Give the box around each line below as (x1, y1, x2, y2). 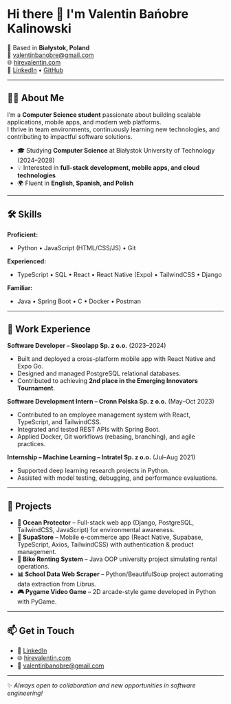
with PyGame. (16, 597, 57, 606)
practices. (16, 440, 46, 448)
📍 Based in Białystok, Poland (7, 43, 90, 52)
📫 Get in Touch (7, 625, 75, 637)
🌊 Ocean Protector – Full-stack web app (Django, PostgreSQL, (16, 518, 195, 527)
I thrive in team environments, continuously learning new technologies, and (7, 125, 220, 133)
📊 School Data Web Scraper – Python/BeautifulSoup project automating (16, 570, 223, 578)
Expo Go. (16, 362, 43, 371)
